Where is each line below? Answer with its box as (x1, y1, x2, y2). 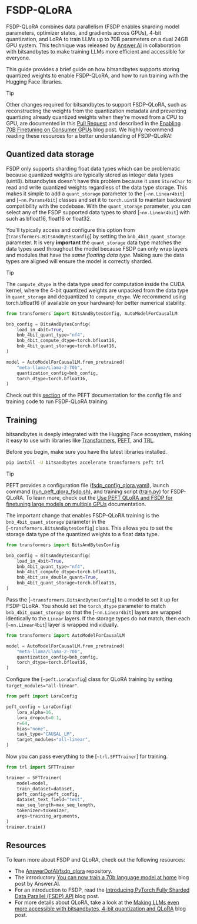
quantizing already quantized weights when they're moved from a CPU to (6, 113, 183, 121)
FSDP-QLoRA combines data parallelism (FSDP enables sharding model (6, 23, 180, 30)
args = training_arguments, (16, 813, 81, 819)
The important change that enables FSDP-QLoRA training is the (6, 511, 159, 518)
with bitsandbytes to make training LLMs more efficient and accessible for (6, 48, 186, 55)
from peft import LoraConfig (6, 693, 78, 699)
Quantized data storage (6, 149, 95, 159)
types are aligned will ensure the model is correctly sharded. (6, 257, 153, 265)
